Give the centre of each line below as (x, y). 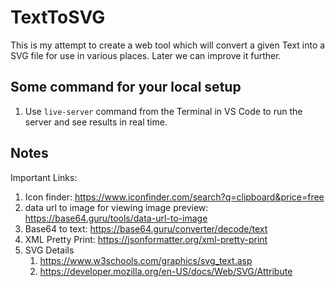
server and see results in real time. (96, 122)
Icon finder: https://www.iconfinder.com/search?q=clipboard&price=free (174, 197)
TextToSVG (58, 17)
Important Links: (44, 177)
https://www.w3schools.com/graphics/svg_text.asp (146, 260)
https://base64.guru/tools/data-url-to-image (116, 218)
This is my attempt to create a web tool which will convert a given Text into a (168, 45)
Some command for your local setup (126, 87)
